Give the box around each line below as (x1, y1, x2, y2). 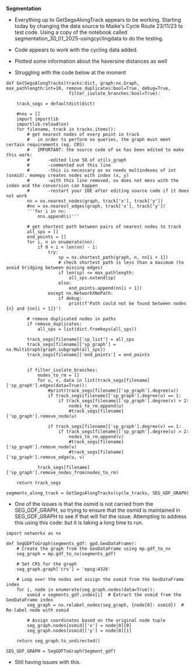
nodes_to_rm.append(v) (68, 434, 124, 440)
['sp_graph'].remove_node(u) (6, 413, 77, 419)
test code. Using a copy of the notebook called (14, 29, 127, 36)
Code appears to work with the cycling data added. (14, 46, 138, 53)
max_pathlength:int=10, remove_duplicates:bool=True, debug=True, (6, 85, 171, 91)
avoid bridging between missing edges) (6, 265, 103, 271)
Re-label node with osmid (6, 607, 69, 613)
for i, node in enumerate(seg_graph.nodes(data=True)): (16, 587, 156, 593)
